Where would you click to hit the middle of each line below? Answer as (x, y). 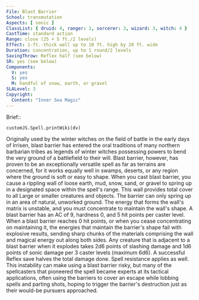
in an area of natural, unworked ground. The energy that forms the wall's (95, 202)
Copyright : (20, 94)
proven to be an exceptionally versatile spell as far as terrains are (86, 164)
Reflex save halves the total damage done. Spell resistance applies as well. (97, 258)
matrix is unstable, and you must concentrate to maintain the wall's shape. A (99, 208)
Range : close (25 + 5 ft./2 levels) (51, 39)
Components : (21, 67)
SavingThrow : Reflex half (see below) (54, 56)
